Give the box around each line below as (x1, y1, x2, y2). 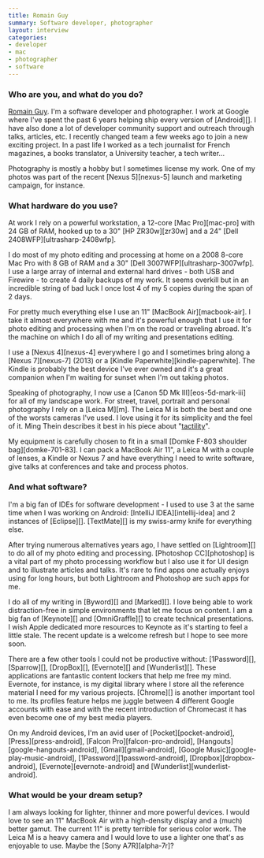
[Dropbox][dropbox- (188, 753, 255, 763)
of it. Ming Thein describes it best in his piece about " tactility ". (8, 422, 210, 431)
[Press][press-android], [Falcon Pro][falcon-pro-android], (8, 736, 195, 745)
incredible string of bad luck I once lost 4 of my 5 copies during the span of (8, 284, 254, 293)
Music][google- (206, 745, 257, 754)
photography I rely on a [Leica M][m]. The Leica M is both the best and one (8, 405, 252, 414)
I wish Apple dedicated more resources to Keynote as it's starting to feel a (8, 622, 248, 631)
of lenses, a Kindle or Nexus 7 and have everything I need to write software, (8, 454, 255, 463)
